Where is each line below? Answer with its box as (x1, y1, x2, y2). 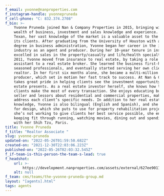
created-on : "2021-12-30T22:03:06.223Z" (5, 143, 89, 148)
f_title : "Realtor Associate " (5, 129, 69, 134)
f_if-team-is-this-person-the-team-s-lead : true (5, 152, 106, 157)
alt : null (14, 170, 34, 175)
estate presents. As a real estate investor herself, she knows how (14, 84, 156, 89)
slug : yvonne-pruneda (5, 134, 49, 139)
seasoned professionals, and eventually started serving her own (14, 66, 150, 71)
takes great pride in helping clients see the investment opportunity (14, 79, 161, 84)
